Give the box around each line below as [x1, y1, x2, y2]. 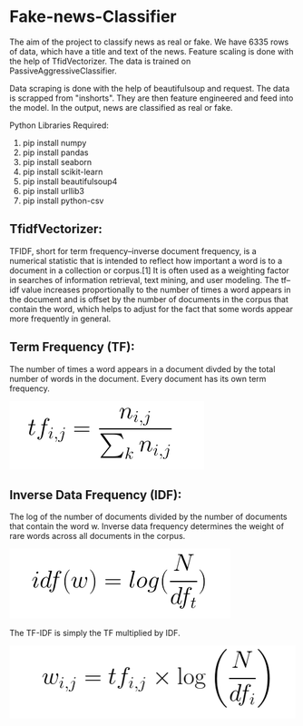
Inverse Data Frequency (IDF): [9, 487, 182, 503]
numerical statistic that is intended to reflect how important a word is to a [9, 255, 283, 266]
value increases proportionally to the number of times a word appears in [21, 284, 291, 295]
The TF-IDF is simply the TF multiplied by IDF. [9, 628, 181, 639]
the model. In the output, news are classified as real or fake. [9, 102, 233, 113]
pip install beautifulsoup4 [22, 175, 118, 187]
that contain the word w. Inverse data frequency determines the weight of [9, 521, 284, 532]
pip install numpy [22, 137, 87, 148]
